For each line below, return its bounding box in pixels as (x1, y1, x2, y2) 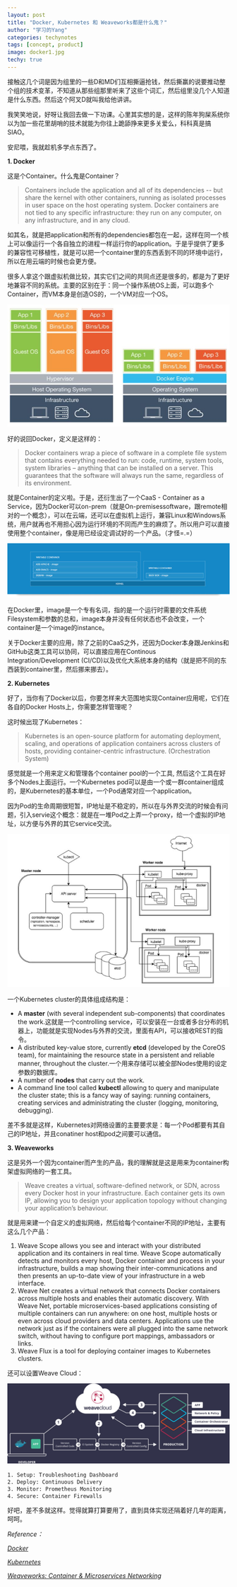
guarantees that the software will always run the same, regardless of (24, 471, 224, 479)
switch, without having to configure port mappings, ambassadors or (17, 1331, 215, 1341)
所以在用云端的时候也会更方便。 (7, 257, 100, 265)
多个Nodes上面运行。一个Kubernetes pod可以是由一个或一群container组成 (7, 777, 224, 786)
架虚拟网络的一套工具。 (7, 1167, 75, 1176)
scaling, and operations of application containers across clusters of (24, 739, 221, 747)
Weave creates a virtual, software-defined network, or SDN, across (24, 1181, 221, 1190)
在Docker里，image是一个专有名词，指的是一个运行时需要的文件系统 (7, 605, 207, 614)
